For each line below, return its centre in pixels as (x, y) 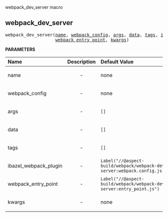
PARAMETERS (20, 49)
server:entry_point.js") (130, 189)
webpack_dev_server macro (34, 7)
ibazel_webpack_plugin (35, 165)
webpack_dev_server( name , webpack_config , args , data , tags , (82, 35)
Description (81, 61)
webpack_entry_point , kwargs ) (92, 40)
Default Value (117, 61)
